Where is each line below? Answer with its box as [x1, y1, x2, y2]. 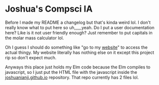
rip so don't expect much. [5, 54, 57, 60]
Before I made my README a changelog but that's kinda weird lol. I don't [5, 19, 151, 25]
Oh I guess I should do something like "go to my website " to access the [5, 44, 148, 50]
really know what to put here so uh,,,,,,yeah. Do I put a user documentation [5, 24, 155, 30]
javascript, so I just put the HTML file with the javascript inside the [5, 69, 138, 75]
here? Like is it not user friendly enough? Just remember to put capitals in [5, 30, 153, 35]
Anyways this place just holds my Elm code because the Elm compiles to [5, 64, 151, 70]
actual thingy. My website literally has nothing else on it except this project [5, 50, 155, 55]
